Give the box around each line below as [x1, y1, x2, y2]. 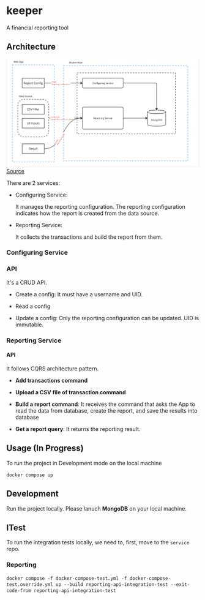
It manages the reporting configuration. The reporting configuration [15, 203, 185, 210]
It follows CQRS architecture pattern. [6, 365, 99, 372]
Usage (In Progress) [6, 443, 84, 454]
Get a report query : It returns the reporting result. [15, 425, 141, 432]
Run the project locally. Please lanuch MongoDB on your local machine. [6, 504, 187, 512]
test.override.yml [6, 581, 53, 588]
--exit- [170, 581, 190, 588]
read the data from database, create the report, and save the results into [15, 407, 198, 414]
